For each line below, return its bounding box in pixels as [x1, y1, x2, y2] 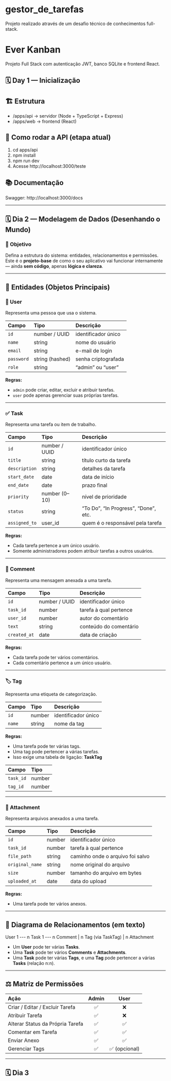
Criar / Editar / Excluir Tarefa [8, 1003, 75, 1010]
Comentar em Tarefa [8, 1028, 58, 1035]
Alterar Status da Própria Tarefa [8, 1020, 83, 1027]
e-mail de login [75, 347, 112, 354]
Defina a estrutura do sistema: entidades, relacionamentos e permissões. [5, 252, 159, 259]
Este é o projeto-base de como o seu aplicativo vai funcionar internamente [5, 258, 163, 264]
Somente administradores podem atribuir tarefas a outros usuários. [12, 548, 154, 554]
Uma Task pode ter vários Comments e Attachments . [12, 950, 127, 956]
